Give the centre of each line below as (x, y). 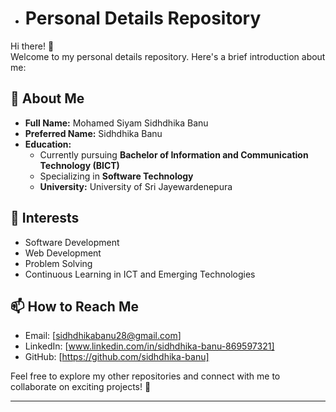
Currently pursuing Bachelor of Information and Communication (174, 154)
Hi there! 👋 (32, 46)
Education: (48, 144)
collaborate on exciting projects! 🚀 (81, 387)
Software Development (72, 242)
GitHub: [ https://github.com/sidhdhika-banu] (117, 357)
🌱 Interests (45, 218)
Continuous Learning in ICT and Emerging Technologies (140, 274)
